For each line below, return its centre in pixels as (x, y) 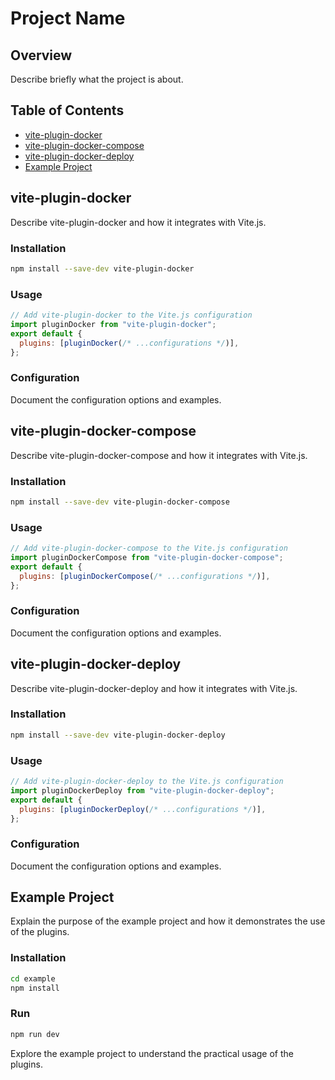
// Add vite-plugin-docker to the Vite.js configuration (131, 315)
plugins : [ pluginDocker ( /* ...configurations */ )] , (129, 343)
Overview (41, 55)
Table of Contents (67, 110)
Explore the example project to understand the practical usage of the (152, 1053)
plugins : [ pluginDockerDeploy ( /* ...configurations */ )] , (143, 809)
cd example (33, 978)
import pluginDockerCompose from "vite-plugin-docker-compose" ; (147, 557)
